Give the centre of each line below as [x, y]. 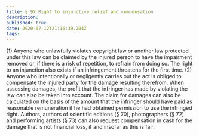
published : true [26, 23]
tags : [13, 34]
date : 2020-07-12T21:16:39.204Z [46, 28]
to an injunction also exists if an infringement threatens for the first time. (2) [99, 70]
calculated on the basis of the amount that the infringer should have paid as [99, 101]
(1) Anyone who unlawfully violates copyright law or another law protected [98, 51]
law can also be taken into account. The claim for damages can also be [94, 95]
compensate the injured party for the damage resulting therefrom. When [95, 83]
